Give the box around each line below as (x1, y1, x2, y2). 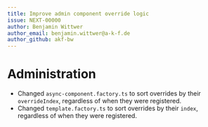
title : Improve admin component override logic (7, 10, 150, 17)
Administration (7, 66, 96, 82)
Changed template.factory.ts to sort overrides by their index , (17, 104, 199, 112)
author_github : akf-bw (7, 36, 74, 43)
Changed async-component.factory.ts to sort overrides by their (17, 89, 202, 98)
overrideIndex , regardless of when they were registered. (17, 97, 182, 105)
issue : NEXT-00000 (7, 17, 61, 24)
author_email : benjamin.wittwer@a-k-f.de (7, 29, 131, 37)
